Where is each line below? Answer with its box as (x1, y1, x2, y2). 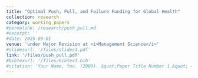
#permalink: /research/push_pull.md (6, 25, 96, 31)
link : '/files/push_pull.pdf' (6, 52, 81, 58)
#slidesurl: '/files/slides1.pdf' (6, 47, 91, 53)
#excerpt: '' (6, 30, 38, 36)
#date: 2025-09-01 (6, 36, 51, 42)
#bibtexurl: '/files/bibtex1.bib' (6, 57, 91, 63)
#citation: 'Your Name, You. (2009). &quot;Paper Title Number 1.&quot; (6, 63, 189, 69)
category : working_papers (6, 19, 70, 25)
